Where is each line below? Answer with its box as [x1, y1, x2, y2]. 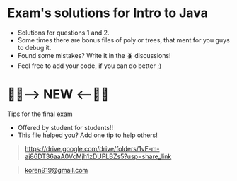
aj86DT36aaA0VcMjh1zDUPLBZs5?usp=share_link [24, 152, 172, 160]
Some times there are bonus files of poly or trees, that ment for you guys [17, 35, 230, 44]
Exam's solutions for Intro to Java [7, 5, 209, 21]
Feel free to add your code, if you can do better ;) [17, 62, 162, 70]
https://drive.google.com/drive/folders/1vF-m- [24, 144, 161, 153]
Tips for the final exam [7, 110, 73, 118]
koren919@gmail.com [24, 165, 88, 174]
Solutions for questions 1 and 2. [17, 28, 110, 37]
